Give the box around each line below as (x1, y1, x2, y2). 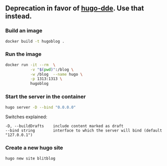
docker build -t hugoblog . (5, 39, 65, 44)
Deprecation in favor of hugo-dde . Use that (5, 4, 144, 13)
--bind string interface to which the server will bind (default (5, 128, 162, 134)
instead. (5, 12, 32, 21)
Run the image (5, 51, 42, 58)
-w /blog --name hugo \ (30, 72, 83, 77)
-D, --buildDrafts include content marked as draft (5, 124, 124, 129)
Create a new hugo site (5, 144, 63, 151)
